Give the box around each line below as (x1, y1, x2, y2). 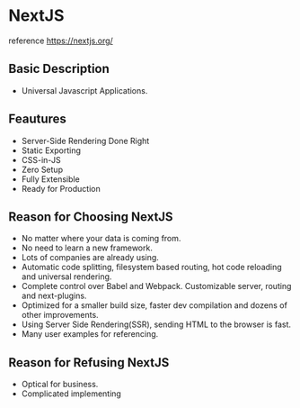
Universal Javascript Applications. (21, 85, 148, 95)
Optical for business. (21, 379, 99, 390)
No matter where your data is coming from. (21, 233, 181, 244)
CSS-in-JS (21, 154, 61, 165)
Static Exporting (21, 145, 82, 156)
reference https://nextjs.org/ (8, 35, 113, 46)
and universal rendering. (21, 271, 112, 282)
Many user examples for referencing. (21, 329, 159, 340)
